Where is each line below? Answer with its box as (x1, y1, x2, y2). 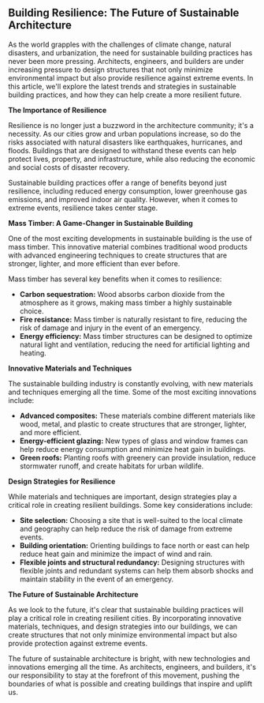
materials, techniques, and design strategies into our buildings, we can (8, 622, 238, 631)
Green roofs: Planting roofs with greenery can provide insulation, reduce (19, 453, 256, 462)
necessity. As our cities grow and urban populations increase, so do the (8, 129, 241, 138)
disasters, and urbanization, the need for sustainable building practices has (8, 47, 253, 58)
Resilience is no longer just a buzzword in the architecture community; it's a (8, 120, 255, 130)
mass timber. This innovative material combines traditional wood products (8, 242, 248, 251)
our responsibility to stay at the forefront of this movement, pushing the (8, 671, 240, 680)
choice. (19, 306, 45, 315)
